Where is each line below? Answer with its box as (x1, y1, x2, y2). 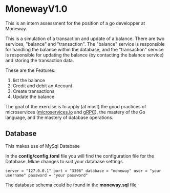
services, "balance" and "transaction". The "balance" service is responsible (5, 41, 165, 47)
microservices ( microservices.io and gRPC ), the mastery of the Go (5, 109, 145, 115)
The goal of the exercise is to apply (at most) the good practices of (5, 103, 146, 109)
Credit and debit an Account (12, 83, 73, 89)
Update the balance (12, 93, 55, 100)
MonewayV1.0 (5, 3, 68, 15)
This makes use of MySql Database (5, 143, 80, 149)
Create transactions (12, 88, 55, 94)
